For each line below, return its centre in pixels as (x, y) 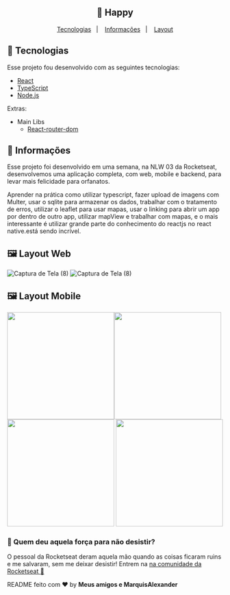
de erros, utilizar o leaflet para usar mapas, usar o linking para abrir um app (114, 209)
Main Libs (31, 121)
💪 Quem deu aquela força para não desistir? (81, 542)
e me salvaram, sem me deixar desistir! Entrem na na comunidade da (104, 564)
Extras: (17, 108)
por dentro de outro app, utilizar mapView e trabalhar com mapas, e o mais (113, 217)
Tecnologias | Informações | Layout (115, 29)
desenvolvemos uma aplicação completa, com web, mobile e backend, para (114, 174)
